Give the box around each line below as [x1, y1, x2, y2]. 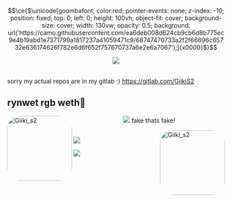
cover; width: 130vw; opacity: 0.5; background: [56, 21, 191, 29]
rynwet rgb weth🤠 [7, 97, 86, 109]
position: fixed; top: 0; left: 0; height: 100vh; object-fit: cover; [10, 14, 184, 22]
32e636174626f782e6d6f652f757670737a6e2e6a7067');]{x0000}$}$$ [14, 44, 217, 51]
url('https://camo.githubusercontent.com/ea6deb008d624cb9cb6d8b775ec [8, 28, 224, 37]
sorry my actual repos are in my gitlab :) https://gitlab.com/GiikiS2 [7, 77, 195, 85]
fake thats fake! [130, 116, 176, 125]
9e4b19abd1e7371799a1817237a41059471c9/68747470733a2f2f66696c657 [8, 36, 224, 44]
